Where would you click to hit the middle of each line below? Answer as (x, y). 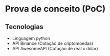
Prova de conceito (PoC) (55, 9)
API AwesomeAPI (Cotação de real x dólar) (55, 49)
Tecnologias (24, 27)
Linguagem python (31, 38)
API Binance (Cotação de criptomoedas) (53, 43)
